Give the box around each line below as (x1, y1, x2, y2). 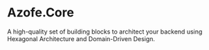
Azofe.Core (7, 5, 75, 21)
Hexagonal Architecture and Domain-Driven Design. (7, 34, 156, 42)
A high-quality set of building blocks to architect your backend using (7, 27, 203, 36)
